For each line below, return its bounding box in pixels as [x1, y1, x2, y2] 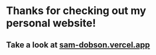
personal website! [6, 16, 96, 30]
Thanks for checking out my [6, 4, 147, 18]
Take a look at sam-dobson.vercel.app [6, 40, 150, 50]
